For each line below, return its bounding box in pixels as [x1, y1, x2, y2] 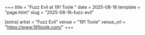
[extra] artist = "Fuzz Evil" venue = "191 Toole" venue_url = [5, 19, 126, 25]
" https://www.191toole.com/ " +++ [5, 24, 74, 30]
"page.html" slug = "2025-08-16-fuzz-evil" [5, 9, 94, 15]
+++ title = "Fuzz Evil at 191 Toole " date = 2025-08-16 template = [5, 4, 141, 10]
